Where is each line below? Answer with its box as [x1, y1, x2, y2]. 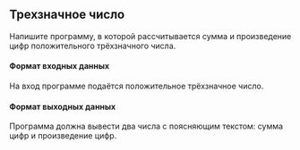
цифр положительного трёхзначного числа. [9, 40, 176, 51]
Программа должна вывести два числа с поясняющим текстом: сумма [9, 121, 284, 132]
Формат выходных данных [9, 101, 116, 112]
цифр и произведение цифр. [9, 130, 117, 141]
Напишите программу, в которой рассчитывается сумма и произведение [9, 30, 292, 41]
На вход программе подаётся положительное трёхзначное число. [9, 80, 264, 92]
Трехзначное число [9, 7, 125, 22]
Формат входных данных [9, 61, 110, 71]
